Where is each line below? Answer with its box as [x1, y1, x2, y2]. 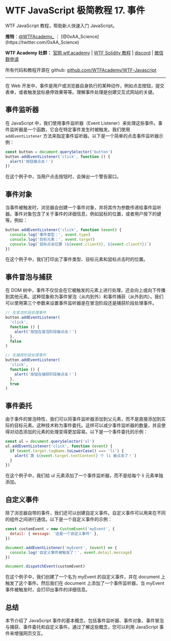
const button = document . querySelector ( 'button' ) [5, 149, 113, 154]
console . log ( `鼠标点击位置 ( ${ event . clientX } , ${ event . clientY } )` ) [10, 241, 152, 247]
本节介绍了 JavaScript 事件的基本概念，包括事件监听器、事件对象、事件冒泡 [5, 617, 164, 624]
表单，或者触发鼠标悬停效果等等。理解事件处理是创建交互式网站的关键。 [5, 89, 157, 95]
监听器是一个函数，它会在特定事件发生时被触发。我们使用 [9, 126, 130, 132]
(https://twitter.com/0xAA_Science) [5, 39, 79, 45]
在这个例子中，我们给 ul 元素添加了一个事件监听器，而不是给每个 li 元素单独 [5, 472, 164, 478]
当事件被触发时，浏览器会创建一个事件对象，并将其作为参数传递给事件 [5, 204, 153, 211]
